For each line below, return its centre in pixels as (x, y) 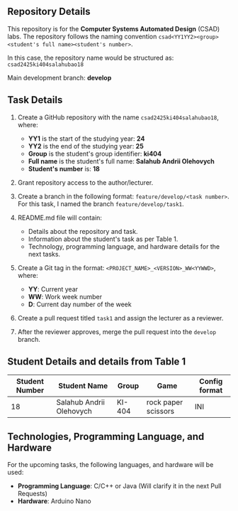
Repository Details (49, 12)
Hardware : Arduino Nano (54, 501)
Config (211, 382)
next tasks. (44, 254)
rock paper (164, 402)
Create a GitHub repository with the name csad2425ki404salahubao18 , (118, 117)
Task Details (35, 100)
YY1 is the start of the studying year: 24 (86, 139)
